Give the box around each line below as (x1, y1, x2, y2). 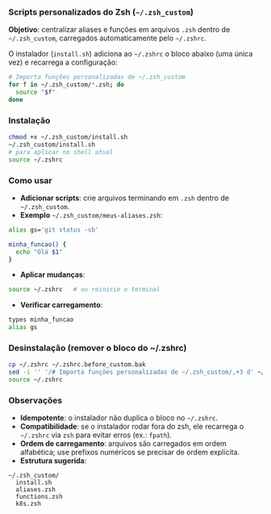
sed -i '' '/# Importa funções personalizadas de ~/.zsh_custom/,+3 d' (8, 368, 254, 377)
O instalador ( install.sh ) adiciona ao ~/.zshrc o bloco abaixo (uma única (8, 49, 253, 59)
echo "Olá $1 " (15, 248, 63, 256)
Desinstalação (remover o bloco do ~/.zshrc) (8, 342, 187, 353)
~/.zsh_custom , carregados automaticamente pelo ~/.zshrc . (8, 33, 207, 43)
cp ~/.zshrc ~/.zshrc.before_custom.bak (8, 361, 147, 369)
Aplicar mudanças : (19, 270, 85, 280)
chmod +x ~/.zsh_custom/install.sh (8, 133, 128, 141)
